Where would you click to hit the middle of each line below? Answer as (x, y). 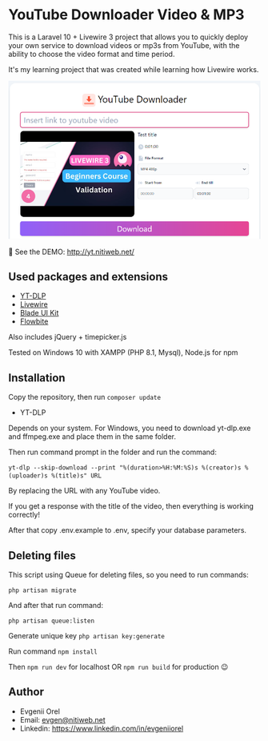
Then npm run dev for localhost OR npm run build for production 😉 (118, 667)
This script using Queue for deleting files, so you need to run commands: (129, 575)
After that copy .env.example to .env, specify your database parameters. (127, 530)
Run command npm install (53, 651)
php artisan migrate (43, 590)
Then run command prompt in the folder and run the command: (113, 452)
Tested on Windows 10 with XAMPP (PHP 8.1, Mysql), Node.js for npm (123, 352)
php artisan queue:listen (51, 621)
